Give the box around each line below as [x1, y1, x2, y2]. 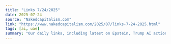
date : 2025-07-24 [5, 12, 42, 17]
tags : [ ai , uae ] [5, 26, 40, 31]
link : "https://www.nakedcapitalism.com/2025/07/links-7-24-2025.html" [5, 21, 160, 27]
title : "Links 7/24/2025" [5, 7, 60, 13]
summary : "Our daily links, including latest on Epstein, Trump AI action [5, 31, 167, 36]
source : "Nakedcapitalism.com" [5, 17, 72, 22]
